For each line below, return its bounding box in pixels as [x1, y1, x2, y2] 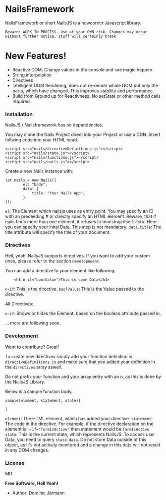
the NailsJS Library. [5, 378, 46, 385]
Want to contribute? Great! [5, 344, 59, 350]
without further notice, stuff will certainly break [5, 34, 116, 39]
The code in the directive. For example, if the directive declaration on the [5, 421, 154, 427]
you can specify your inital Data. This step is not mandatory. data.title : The [5, 224, 162, 230]
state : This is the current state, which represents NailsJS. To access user [5, 431, 155, 437]
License [5, 459, 25, 466]
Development [5, 332, 39, 339]
